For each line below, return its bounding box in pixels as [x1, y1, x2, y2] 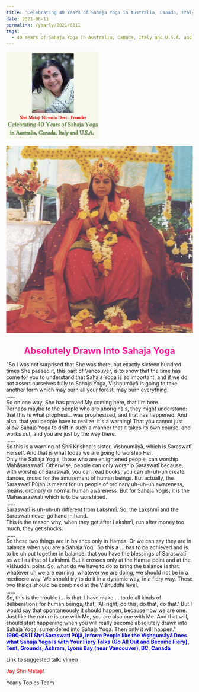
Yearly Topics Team [6, 679, 54, 686]
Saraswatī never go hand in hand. [6, 512, 88, 519]
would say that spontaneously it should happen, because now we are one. [6, 607, 188, 614]
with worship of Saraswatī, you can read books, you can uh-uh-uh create [6, 468, 185, 475]
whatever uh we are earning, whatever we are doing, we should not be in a [6, 569, 188, 576]
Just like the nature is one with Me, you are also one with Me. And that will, [6, 613, 189, 620]
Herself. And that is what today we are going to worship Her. [6, 449, 153, 456]
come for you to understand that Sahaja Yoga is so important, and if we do [6, 374, 188, 381]
